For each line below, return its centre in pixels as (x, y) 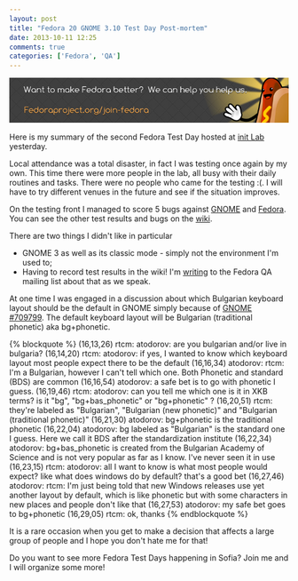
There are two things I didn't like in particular (91, 235)
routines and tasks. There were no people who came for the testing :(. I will (146, 182)
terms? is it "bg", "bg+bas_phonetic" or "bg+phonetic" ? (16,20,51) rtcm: (141, 401)
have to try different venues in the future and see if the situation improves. (145, 192)
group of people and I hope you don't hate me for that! (109, 540)
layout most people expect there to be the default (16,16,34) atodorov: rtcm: (147, 362)
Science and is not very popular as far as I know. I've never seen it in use (142, 457)
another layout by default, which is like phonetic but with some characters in (149, 495)
